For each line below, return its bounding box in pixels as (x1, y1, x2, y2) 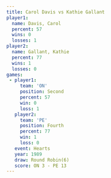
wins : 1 (12, 60, 32, 66)
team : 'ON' (20, 83, 48, 89)
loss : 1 (20, 105, 40, 112)
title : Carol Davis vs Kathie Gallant (6, 9, 105, 15)
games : (6, 72, 23, 78)
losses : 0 (12, 65, 37, 72)
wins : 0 (12, 32, 32, 38)
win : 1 (20, 134, 37, 141)
